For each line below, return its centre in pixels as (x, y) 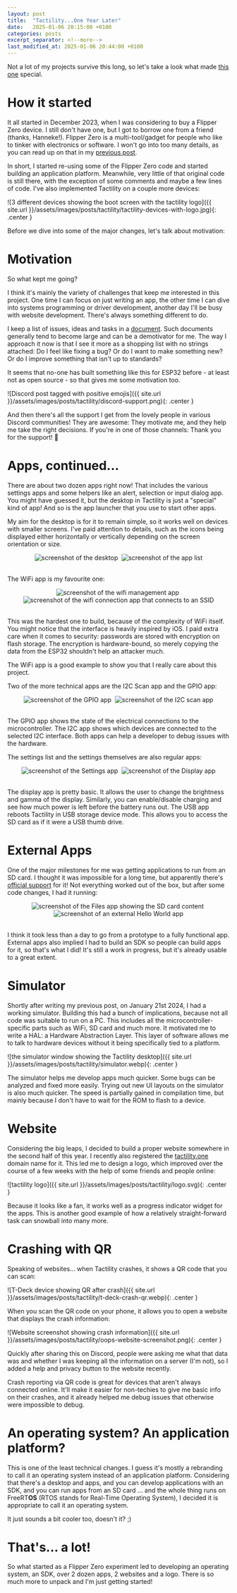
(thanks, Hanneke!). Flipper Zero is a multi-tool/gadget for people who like (115, 137)
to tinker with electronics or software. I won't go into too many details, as (113, 145)
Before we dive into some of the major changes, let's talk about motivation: (116, 231)
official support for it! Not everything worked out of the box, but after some (116, 885)
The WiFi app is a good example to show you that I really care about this (112, 665)
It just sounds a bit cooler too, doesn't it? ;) (69, 1519)
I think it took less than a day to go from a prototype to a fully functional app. (119, 934)
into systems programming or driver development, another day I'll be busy (115, 307)
